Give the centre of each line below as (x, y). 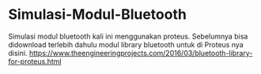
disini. (18, 53)
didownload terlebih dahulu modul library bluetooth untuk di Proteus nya (126, 44)
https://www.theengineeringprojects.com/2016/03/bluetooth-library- (141, 53)
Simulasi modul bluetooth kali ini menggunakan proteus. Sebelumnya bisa (128, 36)
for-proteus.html (35, 61)
